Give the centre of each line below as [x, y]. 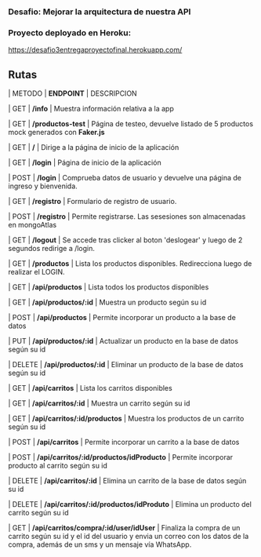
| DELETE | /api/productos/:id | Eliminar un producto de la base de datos [126, 365]
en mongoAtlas [33, 225]
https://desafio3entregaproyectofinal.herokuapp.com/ [95, 50]
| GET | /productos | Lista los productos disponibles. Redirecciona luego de [130, 264]
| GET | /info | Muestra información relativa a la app [91, 109]
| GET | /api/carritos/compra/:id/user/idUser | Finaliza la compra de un [124, 528]
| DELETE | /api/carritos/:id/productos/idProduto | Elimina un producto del [130, 504]
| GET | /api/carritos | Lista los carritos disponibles [90, 388]
